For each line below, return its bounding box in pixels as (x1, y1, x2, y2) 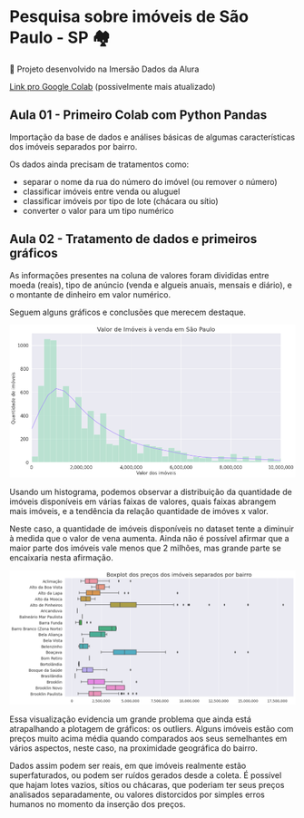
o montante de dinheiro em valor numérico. (9, 288, 171, 300)
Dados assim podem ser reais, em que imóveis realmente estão (9, 760, 247, 772)
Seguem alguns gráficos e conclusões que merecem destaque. (9, 307, 247, 317)
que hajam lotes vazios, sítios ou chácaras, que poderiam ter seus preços (9, 780, 285, 791)
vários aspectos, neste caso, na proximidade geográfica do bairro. (9, 743, 259, 754)
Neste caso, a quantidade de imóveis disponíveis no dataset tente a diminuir (9, 523, 295, 534)
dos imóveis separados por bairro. (9, 141, 138, 151)
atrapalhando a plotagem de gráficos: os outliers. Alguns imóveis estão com (9, 724, 294, 735)
